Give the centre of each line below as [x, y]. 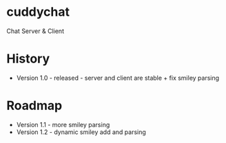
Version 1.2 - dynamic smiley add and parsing [81, 132]
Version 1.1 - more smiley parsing [63, 124]
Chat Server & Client [35, 31]
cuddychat [38, 12]
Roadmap [34, 106]
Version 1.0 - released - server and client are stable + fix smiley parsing [118, 78]
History [28, 59]
